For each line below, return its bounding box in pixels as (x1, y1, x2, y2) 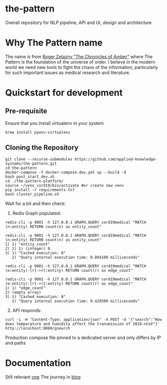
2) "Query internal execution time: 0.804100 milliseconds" (11, 254, 140, 260)
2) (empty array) (5, 289, 41, 295)
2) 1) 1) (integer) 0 (5, 246, 50, 251)
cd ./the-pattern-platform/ (5, 178, 64, 183)
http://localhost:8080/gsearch (5, 325, 70, 330)
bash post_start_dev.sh (5, 174, 55, 179)
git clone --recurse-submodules (5, 156, 72, 161)
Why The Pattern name (5, 37, 103, 48)
